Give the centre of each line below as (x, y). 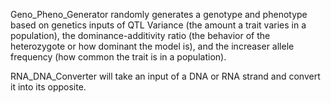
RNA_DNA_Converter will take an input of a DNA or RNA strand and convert (165, 76)
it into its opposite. (48, 87)
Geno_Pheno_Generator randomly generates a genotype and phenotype (159, 14)
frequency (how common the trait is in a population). (118, 57)
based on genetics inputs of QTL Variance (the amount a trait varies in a (158, 25)
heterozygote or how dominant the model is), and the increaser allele (152, 46)
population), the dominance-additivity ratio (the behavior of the (140, 35)
